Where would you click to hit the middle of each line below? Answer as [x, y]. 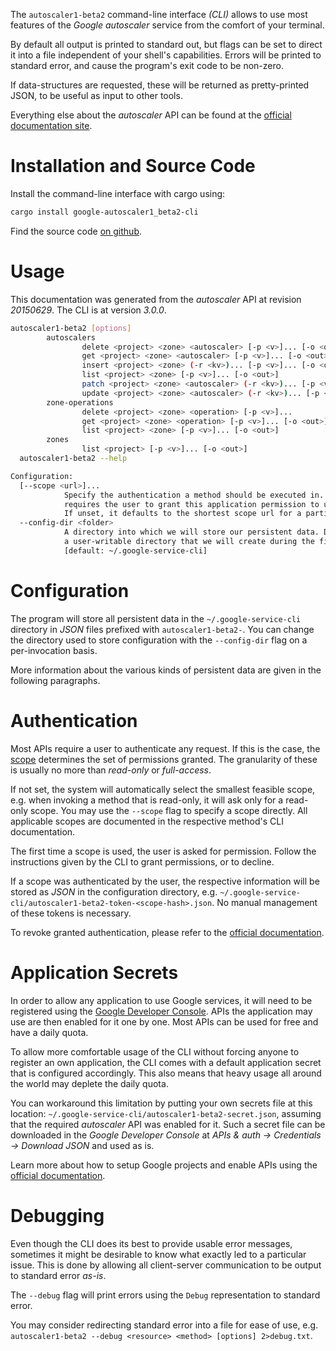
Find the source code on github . [76, 231]
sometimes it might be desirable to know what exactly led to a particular [158, 1254]
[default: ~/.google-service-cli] [135, 550]
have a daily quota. [49, 1032]
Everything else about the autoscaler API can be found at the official [151, 115]
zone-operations [80, 402]
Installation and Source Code [133, 166]
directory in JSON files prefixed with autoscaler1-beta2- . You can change [162, 629]
